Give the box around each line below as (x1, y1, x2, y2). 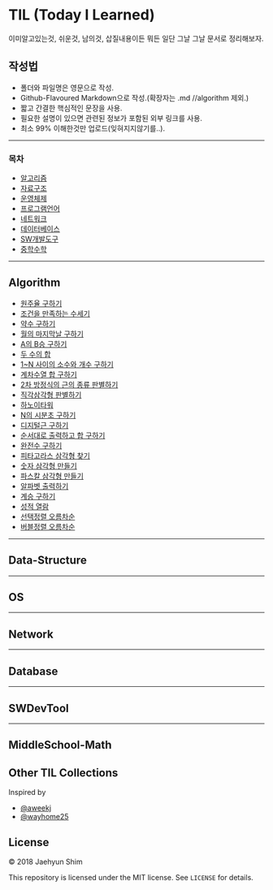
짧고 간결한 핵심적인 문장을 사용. (19, 103, 123, 113)
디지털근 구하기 (19, 420, 69, 430)
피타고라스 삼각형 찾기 (19, 451, 91, 460)
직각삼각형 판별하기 (19, 390, 82, 400)
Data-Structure (8, 554, 87, 568)
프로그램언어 (19, 204, 61, 214)
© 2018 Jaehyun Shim (8, 857, 83, 866)
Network (8, 627, 54, 641)
